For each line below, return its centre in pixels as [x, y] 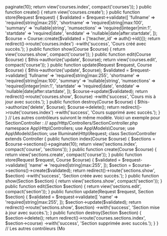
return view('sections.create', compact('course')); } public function [74, 155]
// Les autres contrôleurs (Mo [35, 229]
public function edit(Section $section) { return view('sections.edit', [74, 186]
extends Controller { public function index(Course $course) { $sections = [80, 139]
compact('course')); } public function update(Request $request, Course [79, 65]
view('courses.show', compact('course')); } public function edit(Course [78, 54]
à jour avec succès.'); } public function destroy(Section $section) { [74, 213]
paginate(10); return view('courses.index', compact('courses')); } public [79, 7]
